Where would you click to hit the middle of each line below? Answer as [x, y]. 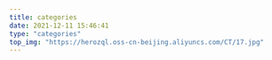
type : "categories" [45, 34]
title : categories [43, 17]
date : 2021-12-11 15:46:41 [59, 26]
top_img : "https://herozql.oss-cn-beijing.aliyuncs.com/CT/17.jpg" [137, 42]
